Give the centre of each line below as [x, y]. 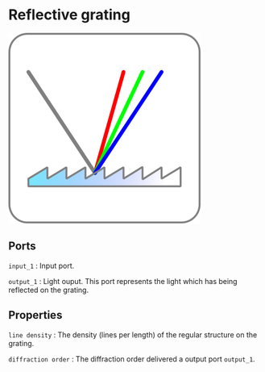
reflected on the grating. [49, 290]
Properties [35, 315]
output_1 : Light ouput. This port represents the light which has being [123, 281]
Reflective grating [69, 15]
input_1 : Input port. [41, 265]
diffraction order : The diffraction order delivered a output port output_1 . [132, 359]
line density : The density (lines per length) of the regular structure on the [133, 334]
